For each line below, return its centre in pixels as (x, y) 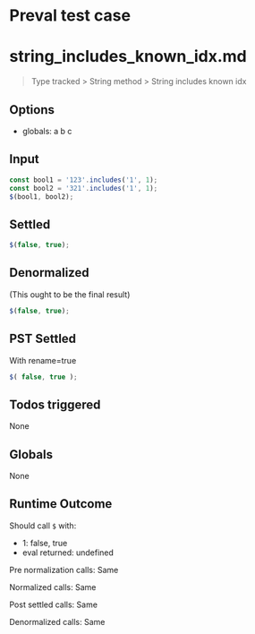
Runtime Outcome (61, 504)
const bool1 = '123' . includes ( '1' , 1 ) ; (84, 180)
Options (32, 110)
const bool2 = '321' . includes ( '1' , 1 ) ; (84, 188)
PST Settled (43, 339)
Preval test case (70, 16)
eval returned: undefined (68, 553)
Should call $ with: (43, 526)
